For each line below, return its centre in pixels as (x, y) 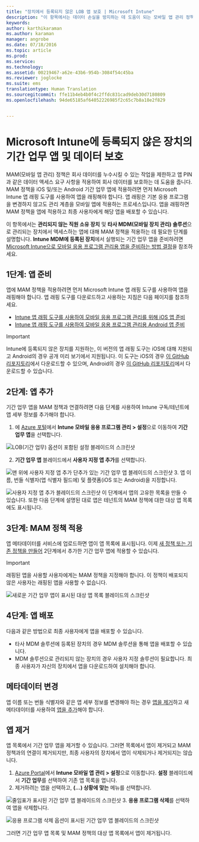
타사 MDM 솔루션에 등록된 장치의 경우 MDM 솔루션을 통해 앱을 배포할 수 (98, 643)
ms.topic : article (29, 51)
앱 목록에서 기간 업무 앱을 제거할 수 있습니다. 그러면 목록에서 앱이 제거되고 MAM (99, 745)
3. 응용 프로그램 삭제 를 (148, 800)
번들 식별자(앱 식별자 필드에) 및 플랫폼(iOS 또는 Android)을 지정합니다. (95, 480)
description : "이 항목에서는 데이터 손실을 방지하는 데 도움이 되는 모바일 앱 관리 (95, 17)
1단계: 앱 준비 (29, 274)
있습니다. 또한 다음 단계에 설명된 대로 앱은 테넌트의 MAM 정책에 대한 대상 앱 (94, 500)
